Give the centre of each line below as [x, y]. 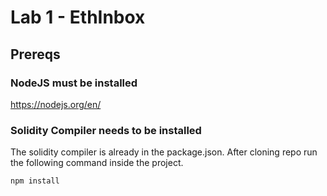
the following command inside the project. [97, 163]
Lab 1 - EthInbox [78, 17]
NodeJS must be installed [74, 83]
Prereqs [35, 54]
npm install [35, 181]
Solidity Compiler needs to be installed [106, 130]
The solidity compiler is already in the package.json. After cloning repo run [164, 152]
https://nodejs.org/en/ [56, 104]
